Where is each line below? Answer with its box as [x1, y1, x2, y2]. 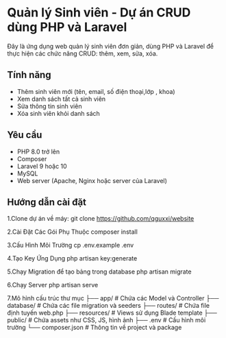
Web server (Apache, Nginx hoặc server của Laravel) [16, 176, 168, 184]
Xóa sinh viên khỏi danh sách [16, 109, 101, 117]
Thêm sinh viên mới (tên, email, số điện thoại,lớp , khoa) [16, 87, 176, 95]
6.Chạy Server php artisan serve [7, 281, 99, 289]
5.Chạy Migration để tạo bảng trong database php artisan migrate [7, 267, 192, 276]
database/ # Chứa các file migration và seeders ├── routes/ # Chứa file [7, 302, 210, 310]
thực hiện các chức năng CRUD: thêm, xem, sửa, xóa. [7, 49, 158, 58]
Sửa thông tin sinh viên [16, 101, 82, 110]
